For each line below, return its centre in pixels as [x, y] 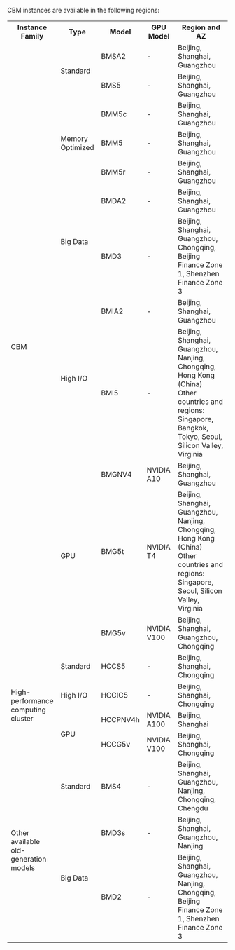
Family [32, 36]
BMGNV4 [116, 474]
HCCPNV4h [120, 720]
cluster [22, 718]
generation [29, 859]
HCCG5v [116, 744]
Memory [74, 138]
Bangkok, [193, 428]
